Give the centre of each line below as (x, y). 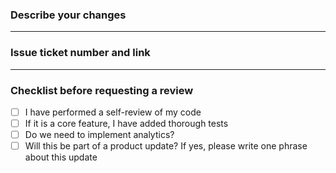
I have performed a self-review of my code (113, 112)
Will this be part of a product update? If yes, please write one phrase (166, 146)
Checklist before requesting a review (102, 90)
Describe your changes (68, 15)
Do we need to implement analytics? (99, 135)
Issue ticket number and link (80, 53)
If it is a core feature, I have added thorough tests (126, 123)
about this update (61, 157)
